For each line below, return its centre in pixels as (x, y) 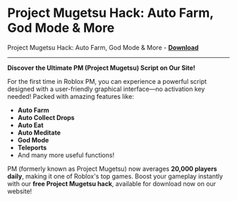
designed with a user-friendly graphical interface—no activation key (106, 89)
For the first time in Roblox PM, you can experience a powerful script (107, 81)
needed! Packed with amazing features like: (71, 96)
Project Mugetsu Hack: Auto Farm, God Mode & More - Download (103, 47)
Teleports (32, 147)
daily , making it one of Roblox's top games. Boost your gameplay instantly (115, 176)
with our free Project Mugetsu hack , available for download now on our (112, 183)
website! (20, 191)
